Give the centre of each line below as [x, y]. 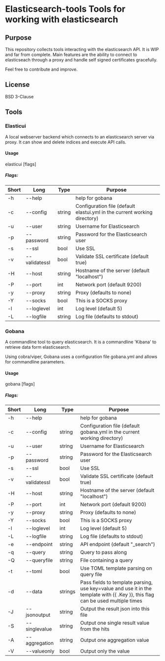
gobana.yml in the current [110, 432]
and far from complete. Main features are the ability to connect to [71, 55]
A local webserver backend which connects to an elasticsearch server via [80, 137]
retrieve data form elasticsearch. [38, 347]
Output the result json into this [115, 609]
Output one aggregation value [115, 640]
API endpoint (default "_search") [118, 545]
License [17, 85]
